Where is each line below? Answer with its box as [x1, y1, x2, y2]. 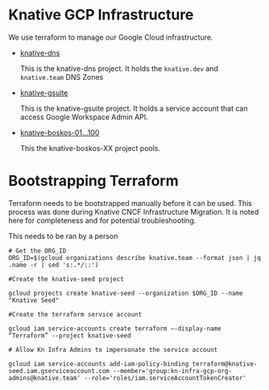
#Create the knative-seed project [8, 275, 125, 283]
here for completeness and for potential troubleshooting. [8, 216, 197, 225]
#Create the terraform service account [8, 310, 143, 318]
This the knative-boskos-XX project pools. [19, 143, 161, 153]
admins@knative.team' [8, 374, 81, 382]
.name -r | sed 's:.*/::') [8, 261, 99, 269]
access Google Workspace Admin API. [19, 111, 149, 122]
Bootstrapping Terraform [8, 172, 179, 191]
